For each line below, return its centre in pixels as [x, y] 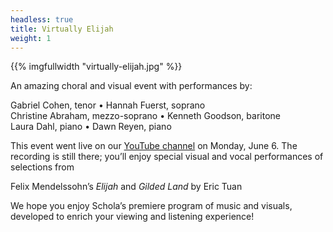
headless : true [42, 19]
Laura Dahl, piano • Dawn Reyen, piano [91, 127]
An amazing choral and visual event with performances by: [131, 86]
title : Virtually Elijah [62, 29]
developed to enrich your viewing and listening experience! [132, 217]
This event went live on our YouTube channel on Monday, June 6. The [154, 146]
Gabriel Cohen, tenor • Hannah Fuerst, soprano [108, 105]
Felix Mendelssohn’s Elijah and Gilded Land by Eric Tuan [126, 187]
